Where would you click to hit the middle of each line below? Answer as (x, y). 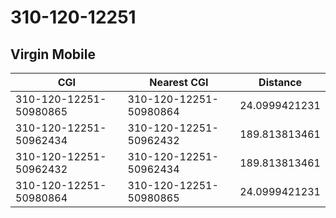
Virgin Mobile (53, 54)
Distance (280, 82)
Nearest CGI (179, 82)
